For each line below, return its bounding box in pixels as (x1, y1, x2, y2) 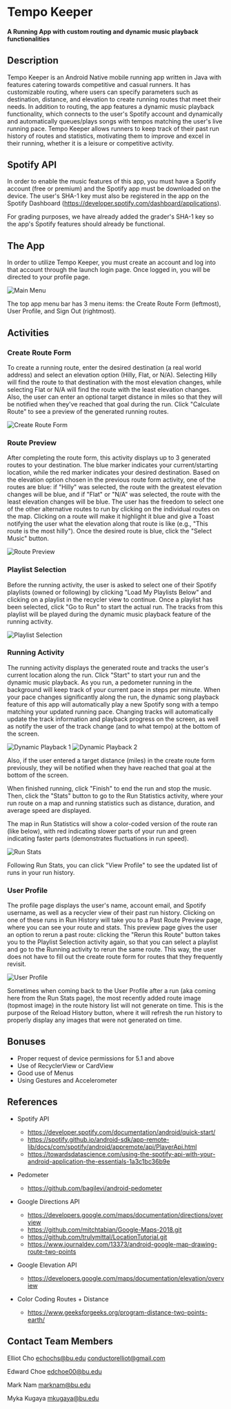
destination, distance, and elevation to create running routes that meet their (7, 95, 221, 104)
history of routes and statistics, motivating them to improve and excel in (7, 132, 210, 140)
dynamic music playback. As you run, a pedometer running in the (7, 678, 192, 687)
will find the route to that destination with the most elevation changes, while (7, 377, 222, 386)
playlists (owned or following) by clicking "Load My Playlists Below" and (7, 588, 212, 596)
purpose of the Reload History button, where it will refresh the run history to (7, 1009, 223, 1017)
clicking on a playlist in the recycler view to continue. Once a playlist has (7, 595, 213, 604)
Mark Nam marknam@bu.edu (7, 1381, 91, 1389)
